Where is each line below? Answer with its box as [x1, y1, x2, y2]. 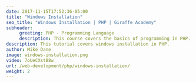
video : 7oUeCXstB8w [6, 57, 54, 63]
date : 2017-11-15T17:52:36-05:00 [6, 8, 88, 15]
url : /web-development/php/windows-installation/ [6, 63, 131, 69]
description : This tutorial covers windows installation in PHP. [6, 41, 170, 47]
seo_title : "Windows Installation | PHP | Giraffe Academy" [6, 19, 157, 25]
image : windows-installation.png [6, 52, 88, 58]
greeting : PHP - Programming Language [19, 30, 115, 36]
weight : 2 [6, 68, 31, 74]
